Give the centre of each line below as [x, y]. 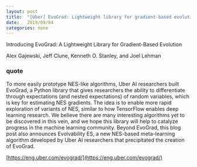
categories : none [27, 28]
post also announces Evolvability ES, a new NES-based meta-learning [91, 134]
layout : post [22, 11]
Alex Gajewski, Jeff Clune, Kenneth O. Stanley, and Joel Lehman [84, 56]
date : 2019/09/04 [30, 22]
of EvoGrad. [21, 146]
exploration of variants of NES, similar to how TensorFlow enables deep [92, 108]
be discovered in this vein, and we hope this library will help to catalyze [92, 121]
